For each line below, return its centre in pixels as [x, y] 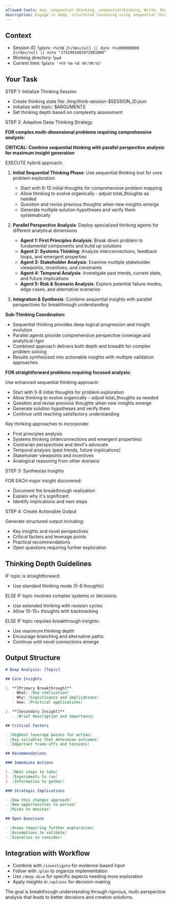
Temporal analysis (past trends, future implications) [67, 450]
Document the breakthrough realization [54, 491]
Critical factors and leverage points [49, 537]
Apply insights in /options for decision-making [62, 882]
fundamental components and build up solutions [71, 246]
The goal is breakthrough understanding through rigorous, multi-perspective [85, 892]
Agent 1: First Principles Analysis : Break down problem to [82, 240]
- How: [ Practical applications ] [47, 703]
